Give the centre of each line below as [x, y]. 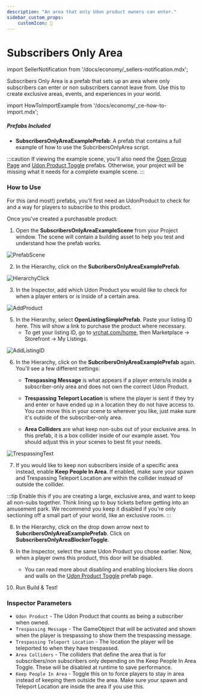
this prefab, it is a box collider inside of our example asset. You [102, 435]
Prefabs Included [29, 126]
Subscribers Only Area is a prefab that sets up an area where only [88, 81]
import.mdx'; [23, 112]
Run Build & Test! [37, 587]
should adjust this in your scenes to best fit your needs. [93, 442]
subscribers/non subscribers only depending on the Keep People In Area [106, 660]
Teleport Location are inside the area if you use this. [80, 686]
